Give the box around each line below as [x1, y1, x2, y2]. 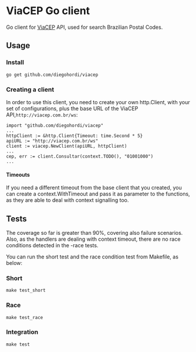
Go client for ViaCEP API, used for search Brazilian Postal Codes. [6, 24, 163, 31]
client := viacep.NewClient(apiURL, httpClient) [6, 143, 127, 149]
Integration [6, 328, 39, 336]
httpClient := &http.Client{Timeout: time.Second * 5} [6, 132, 143, 139]
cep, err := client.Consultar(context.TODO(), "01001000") [6, 153, 154, 160]
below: [6, 259, 22, 266]
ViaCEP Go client [6, 4, 90, 18]
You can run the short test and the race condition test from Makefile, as [6, 253, 179, 260]
